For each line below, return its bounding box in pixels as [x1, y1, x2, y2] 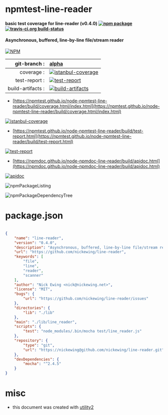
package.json [5, 210, 63, 222]
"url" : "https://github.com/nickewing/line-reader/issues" [23, 296, 149, 301]
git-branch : [14, 60, 45, 67]
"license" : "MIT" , [14, 287, 52, 292]
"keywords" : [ [14, 254, 43, 259]
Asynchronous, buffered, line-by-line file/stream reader [5, 37, 124, 43]
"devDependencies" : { [14, 357, 59, 362]
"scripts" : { [14, 324, 41, 329]
